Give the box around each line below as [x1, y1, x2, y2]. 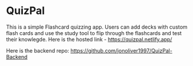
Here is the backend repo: [6, 47, 70, 54]
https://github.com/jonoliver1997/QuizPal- [70, 47, 173, 54]
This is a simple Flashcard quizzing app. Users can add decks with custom [6, 23, 188, 30]
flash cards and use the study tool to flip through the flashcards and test [6, 29, 182, 36]
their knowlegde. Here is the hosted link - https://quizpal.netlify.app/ [6, 36, 172, 43]
